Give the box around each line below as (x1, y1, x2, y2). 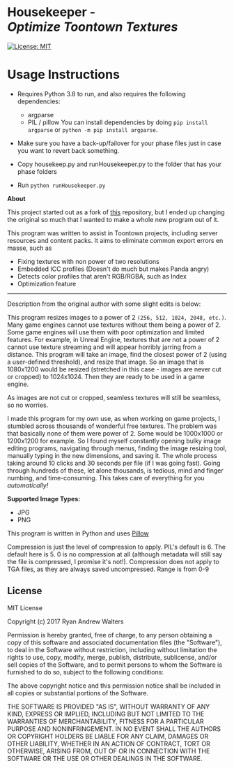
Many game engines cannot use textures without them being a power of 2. (7, 320, 221, 329)
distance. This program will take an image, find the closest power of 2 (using (7, 350, 227, 358)
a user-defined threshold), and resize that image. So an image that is (7, 357, 204, 366)
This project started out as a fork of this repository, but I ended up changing (7, 207, 225, 216)
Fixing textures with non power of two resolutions (17, 257, 160, 265)
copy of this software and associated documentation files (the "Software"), (7, 638, 223, 647)
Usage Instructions (7, 67, 120, 82)
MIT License (7, 603, 43, 612)
